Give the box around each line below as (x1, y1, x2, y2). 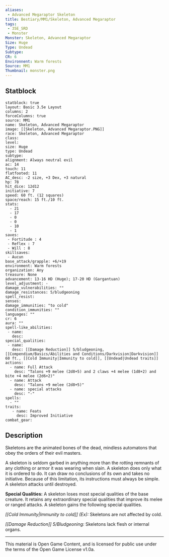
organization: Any (5, 267, 44, 272)
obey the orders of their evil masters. (5, 450, 82, 456)
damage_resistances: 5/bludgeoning (5, 290, 80, 295)
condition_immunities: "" (5, 307, 59, 312)
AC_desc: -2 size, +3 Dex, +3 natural (5, 175, 87, 180)
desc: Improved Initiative (16, 413, 73, 418)
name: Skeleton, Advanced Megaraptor (5, 122, 84, 127)
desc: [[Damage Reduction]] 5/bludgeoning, (12, 347, 105, 352)
